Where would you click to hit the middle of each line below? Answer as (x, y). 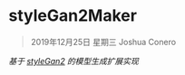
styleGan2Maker (73, 16)
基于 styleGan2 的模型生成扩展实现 (74, 61)
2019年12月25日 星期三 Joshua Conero (103, 42)
